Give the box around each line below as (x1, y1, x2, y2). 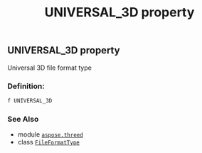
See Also (7, 114, 39, 124)
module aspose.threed (17, 130, 83, 139)
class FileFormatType (17, 138, 80, 147)
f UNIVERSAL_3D (7, 97, 53, 104)
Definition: (7, 81, 45, 91)
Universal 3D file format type (7, 63, 92, 72)
